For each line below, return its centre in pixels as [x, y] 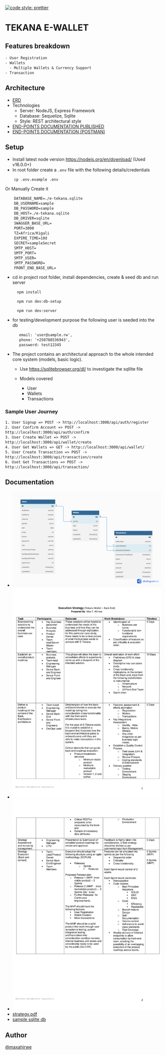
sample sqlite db [29, 1019]
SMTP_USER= [25, 258]
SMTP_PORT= [25, 253]
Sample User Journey [32, 411]
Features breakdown [38, 46]
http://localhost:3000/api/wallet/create [48, 442]
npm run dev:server [37, 311]
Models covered [36, 378]
